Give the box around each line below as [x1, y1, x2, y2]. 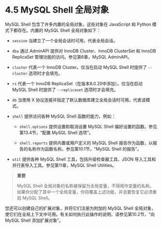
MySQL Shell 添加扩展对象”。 [5, 217, 64, 223]
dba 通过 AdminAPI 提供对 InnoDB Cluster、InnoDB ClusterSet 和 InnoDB [12, 48, 156, 54]
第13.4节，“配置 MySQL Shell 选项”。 [19, 129, 93, 136]
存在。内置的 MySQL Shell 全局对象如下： [17, 27, 101, 33]
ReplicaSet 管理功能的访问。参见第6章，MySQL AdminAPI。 [12, 54, 132, 60]
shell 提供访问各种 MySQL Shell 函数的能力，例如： [12, 113, 116, 119]
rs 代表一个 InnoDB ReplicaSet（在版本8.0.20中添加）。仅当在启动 [12, 80, 143, 86]
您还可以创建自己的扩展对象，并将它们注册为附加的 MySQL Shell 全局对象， [5, 205, 156, 211]
